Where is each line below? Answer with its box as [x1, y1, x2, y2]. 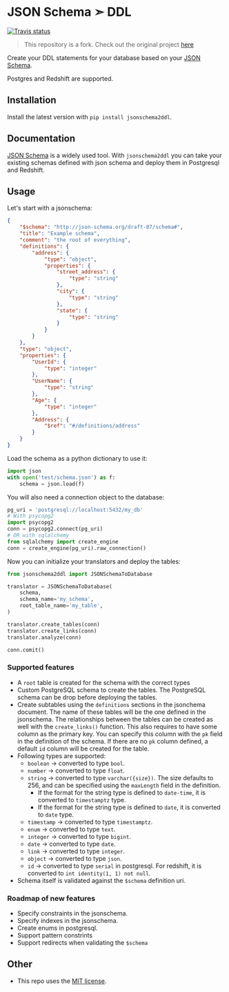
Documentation [7, 132, 76, 145]
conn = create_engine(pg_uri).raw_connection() [7, 544, 147, 552]
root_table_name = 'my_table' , [19, 602, 103, 609]
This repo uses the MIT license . [17, 977, 107, 985]
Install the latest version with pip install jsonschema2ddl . [7, 112, 172, 121]
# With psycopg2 [7, 513, 54, 519]
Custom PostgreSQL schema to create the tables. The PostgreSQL [17, 686, 206, 694]
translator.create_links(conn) [7, 627, 97, 635]
